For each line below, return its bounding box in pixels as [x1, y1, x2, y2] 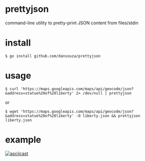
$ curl [5, 86, 19, 91]
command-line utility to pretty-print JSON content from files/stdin [5, 20, 139, 26]
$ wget [5, 109, 19, 114]
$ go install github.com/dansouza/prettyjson [5, 54, 100, 58]
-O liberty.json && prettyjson [76, 113, 141, 118]
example [5, 134, 42, 145]
